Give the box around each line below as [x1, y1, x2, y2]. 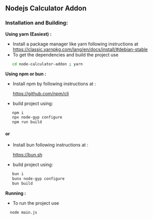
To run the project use [12, 200, 59, 206]
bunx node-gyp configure [12, 176, 65, 181]
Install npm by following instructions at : [12, 80, 96, 87]
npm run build [12, 120, 42, 125]
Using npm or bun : [5, 71, 47, 77]
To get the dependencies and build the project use [12, 51, 118, 58]
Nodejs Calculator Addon [5, 4, 87, 13]
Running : [5, 190, 26, 197]
